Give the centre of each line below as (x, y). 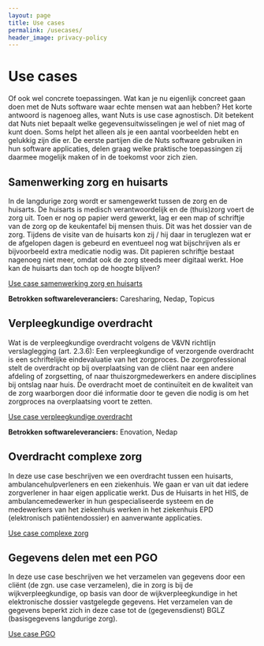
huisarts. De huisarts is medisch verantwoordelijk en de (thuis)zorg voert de (131, 209)
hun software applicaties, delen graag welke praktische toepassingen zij (125, 149)
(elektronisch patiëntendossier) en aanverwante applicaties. (105, 517)
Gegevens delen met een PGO (83, 558)
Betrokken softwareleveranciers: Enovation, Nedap (93, 432)
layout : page (30, 15)
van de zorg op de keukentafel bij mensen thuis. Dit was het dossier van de (130, 226)
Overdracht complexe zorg (75, 457)
